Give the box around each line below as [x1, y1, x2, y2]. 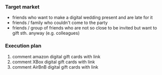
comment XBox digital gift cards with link [12, 59, 95, 65]
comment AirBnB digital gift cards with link [12, 64, 99, 70]
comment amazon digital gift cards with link [12, 53, 101, 59]
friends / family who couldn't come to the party [12, 20, 108, 25]
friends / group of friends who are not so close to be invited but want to [12, 25, 157, 31]
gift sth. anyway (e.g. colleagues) [12, 30, 80, 36]
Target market [5, 3, 40, 10]
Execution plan [5, 43, 42, 50]
